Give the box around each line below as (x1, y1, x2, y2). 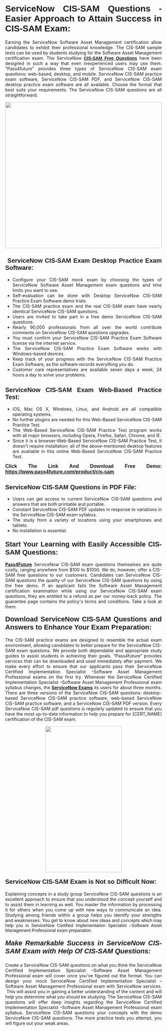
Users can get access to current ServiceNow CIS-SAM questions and (12, 496, 162, 502)
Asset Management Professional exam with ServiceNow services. (25, 983, 162, 989)
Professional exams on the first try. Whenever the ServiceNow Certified (5, 674, 162, 680)
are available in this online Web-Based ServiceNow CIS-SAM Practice (12, 448, 162, 454)
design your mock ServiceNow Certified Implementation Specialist (5, 978, 157, 984)
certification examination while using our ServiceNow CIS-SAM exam (5, 588, 162, 594)
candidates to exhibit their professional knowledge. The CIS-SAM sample (5, 44, 162, 50)
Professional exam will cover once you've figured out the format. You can (5, 973, 162, 979)
